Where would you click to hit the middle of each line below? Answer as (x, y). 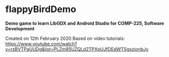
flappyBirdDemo (41, 9)
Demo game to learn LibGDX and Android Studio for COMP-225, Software (85, 23)
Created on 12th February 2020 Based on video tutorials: (65, 38)
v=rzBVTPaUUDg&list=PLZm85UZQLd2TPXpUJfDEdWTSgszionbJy (77, 49)
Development (20, 28)
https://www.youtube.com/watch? (41, 43)
